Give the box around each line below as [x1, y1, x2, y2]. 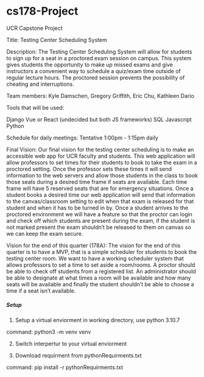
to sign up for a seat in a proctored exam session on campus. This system [6, 54, 192, 62]
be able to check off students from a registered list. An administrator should [6, 267, 196, 275]
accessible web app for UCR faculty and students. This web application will [6, 152, 195, 160]
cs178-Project [6, 4, 79, 18]
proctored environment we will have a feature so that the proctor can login [6, 210, 193, 217]
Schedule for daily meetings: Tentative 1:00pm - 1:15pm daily [6, 134, 158, 141]
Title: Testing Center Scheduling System [6, 36, 108, 43]
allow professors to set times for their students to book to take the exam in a [6, 158, 197, 166]
